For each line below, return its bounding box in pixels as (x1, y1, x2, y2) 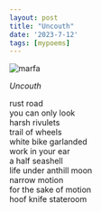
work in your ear (9, 146, 70, 157)
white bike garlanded (9, 136, 87, 147)
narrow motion (9, 175, 64, 186)
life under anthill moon (9, 165, 93, 176)
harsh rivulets (9, 117, 60, 128)
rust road (9, 98, 43, 109)
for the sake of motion (9, 184, 92, 195)
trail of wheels (9, 127, 62, 138)
